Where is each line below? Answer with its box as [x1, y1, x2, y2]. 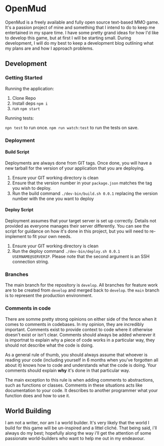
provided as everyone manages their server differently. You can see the [5, 223, 150, 229]
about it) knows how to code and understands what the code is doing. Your [5, 362, 157, 368]
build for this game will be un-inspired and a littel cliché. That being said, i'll [5, 425, 157, 431]
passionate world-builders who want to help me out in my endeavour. [5, 436, 145, 442]
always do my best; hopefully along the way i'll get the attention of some [5, 430, 152, 436]
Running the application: [5, 86, 54, 91]
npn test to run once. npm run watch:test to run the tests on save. [5, 124, 139, 130]
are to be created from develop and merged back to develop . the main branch [5, 287, 160, 293]
